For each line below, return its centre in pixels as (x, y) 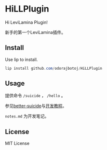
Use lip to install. (21, 60)
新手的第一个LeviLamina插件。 (35, 32)
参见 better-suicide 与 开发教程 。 (36, 106)
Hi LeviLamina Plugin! (27, 22)
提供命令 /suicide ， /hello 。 (35, 96)
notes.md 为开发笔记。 (27, 116)
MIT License (17, 143)
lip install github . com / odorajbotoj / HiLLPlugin (54, 68)
